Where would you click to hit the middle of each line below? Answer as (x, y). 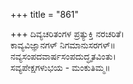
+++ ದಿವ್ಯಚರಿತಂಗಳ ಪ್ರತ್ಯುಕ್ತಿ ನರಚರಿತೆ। (67, 33)
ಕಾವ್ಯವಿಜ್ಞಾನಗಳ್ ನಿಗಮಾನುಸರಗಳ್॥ (63, 45)
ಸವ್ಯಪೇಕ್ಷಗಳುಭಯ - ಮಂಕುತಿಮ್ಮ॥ (60, 67)
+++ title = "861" (45, 14)
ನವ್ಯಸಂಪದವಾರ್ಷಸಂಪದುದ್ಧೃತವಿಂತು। (63, 56)
